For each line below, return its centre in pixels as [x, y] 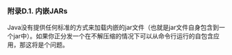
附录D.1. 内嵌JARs [37, 10]
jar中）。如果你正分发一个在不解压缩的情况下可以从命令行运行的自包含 [113, 36]
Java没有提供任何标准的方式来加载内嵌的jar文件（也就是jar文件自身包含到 [113, 28]
